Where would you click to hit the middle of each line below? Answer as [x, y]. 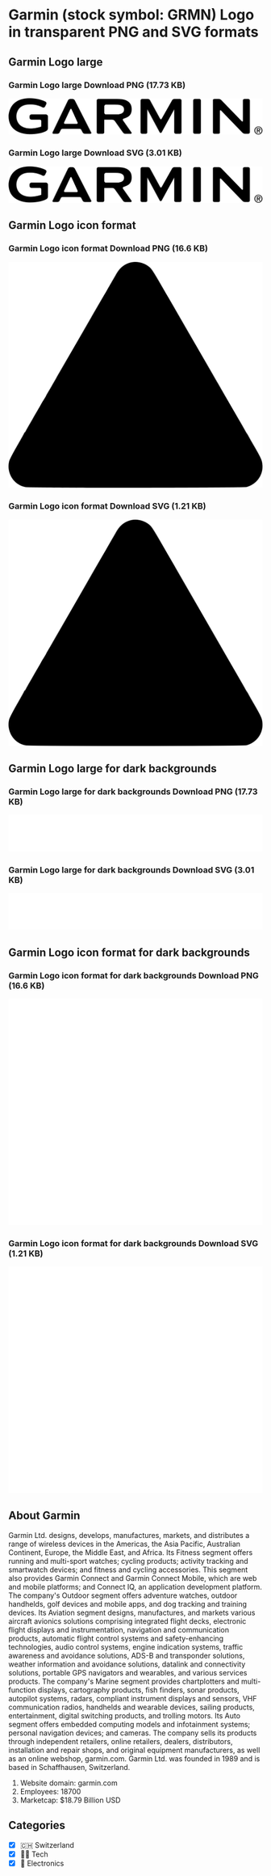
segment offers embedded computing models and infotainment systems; [129, 1724]
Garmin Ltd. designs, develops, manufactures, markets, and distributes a [129, 1535]
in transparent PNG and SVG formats [133, 32]
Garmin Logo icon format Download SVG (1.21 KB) [108, 506]
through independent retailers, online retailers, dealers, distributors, [121, 1741]
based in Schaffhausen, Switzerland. [69, 1767]
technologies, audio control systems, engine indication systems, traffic [126, 1646]
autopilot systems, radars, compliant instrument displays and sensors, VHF [133, 1698]
